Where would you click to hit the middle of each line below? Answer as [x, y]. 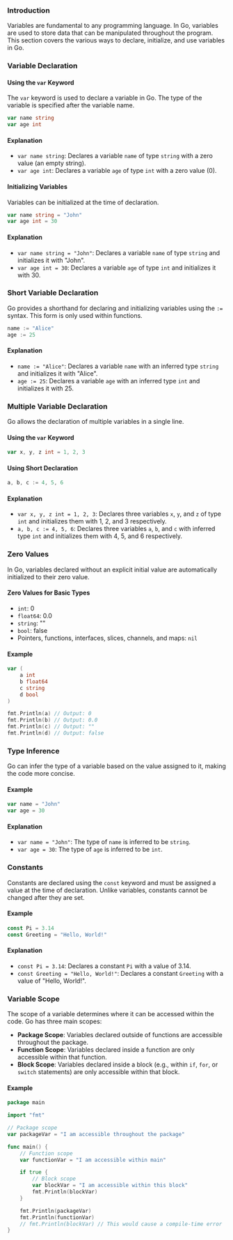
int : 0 [26, 608]
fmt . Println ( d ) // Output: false [56, 733]
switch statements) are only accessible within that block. [98, 1072]
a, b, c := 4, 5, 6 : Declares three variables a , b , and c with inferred [116, 529]
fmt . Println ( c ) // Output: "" [51, 727]
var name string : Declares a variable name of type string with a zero [115, 156]
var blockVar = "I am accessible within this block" [110, 1186]
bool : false [32, 630]
